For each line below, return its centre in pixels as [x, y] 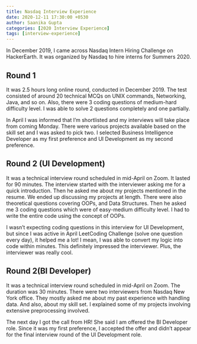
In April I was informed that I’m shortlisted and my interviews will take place [98, 120]
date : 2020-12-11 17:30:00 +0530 [47, 17]
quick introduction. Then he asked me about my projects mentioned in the [96, 191]
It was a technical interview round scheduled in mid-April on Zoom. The [93, 285]
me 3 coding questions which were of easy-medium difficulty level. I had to [98, 209]
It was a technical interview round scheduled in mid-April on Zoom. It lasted [98, 178]
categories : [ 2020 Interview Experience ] [58, 28]
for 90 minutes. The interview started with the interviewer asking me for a [96, 184]
